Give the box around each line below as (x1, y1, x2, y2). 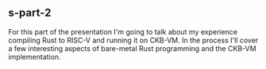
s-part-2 (8, 6, 52, 20)
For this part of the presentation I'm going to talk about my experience (8, 27, 238, 36)
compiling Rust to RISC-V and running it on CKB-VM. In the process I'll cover (8, 35, 259, 45)
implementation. (8, 52, 61, 61)
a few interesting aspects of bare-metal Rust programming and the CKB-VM (8, 43, 256, 53)
